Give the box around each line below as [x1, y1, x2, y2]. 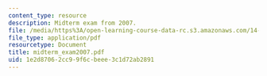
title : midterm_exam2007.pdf [8, 48, 105, 56]
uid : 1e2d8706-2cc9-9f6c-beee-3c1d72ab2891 [8, 56, 155, 64]
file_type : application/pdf [8, 33, 102, 42]
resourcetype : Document [8, 41, 87, 49]
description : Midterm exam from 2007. [8, 19, 137, 27]
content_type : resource [8, 11, 87, 20]
